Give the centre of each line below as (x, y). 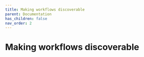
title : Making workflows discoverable (45, 9)
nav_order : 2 (18, 23)
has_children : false (26, 19)
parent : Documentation (28, 14)
